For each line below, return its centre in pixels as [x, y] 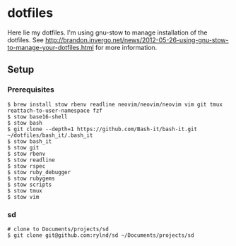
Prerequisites [31, 90]
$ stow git [23, 147]
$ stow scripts [30, 185]
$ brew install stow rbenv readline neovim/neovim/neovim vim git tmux [115, 104]
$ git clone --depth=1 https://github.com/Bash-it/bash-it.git [102, 129]
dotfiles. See [25, 39]
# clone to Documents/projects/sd [58, 229]
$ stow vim [23, 197]
